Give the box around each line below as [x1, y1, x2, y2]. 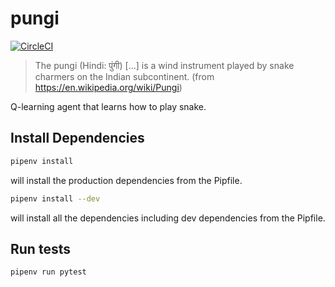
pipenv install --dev [10, 193, 101, 204]
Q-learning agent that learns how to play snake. [10, 100, 207, 112]
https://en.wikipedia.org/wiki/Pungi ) [34, 81, 183, 93]
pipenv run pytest [10, 267, 87, 277]
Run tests [10, 240, 71, 257]
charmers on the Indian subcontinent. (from [34, 70, 215, 82]
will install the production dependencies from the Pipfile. [10, 174, 243, 186]
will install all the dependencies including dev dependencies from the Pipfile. [10, 212, 326, 224]
